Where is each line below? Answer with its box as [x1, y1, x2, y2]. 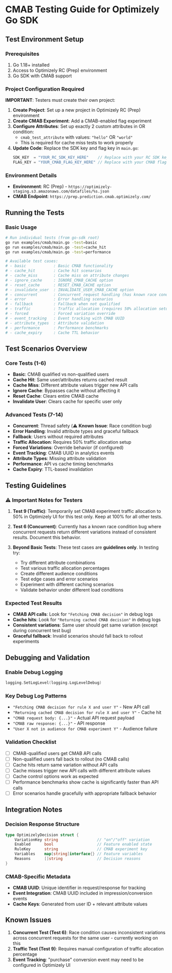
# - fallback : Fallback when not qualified [5, 301, 120, 307]
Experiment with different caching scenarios [20, 581, 114, 588]
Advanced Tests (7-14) [5, 411, 63, 418]
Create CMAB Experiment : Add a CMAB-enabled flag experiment [12, 118, 152, 124]
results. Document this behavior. [12, 534, 81, 540]
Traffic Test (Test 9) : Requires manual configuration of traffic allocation [12, 945, 164, 952]
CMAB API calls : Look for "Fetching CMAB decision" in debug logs [12, 611, 153, 617]
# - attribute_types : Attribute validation [5, 320, 104, 326]
